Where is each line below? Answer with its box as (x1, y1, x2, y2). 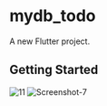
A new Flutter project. (9, 36, 91, 47)
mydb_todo (9, 5, 97, 26)
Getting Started (9, 62, 99, 78)
